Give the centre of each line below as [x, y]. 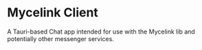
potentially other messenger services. [61, 38]
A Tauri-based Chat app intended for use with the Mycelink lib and [101, 32]
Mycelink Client [53, 13]
